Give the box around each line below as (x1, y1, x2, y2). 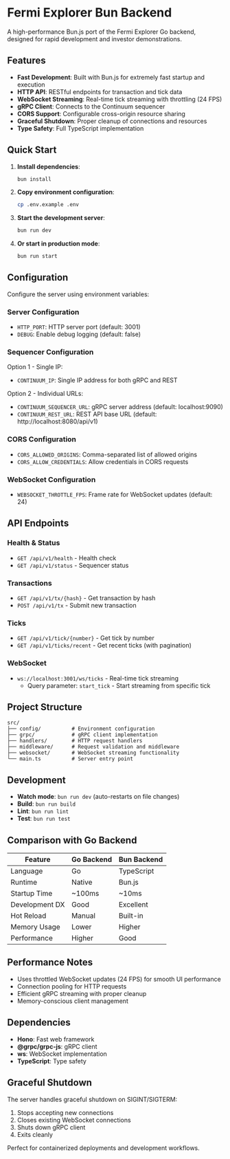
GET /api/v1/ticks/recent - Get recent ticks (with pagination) (16, 641, 192, 650)
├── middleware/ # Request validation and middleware (7, 744, 180, 751)
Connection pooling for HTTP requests (16, 982, 127, 991)
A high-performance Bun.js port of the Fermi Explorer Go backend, (7, 27, 196, 36)
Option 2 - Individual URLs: (7, 390, 84, 398)
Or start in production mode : (16, 239, 100, 248)
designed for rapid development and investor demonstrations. (7, 34, 182, 43)
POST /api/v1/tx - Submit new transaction (16, 601, 137, 610)
